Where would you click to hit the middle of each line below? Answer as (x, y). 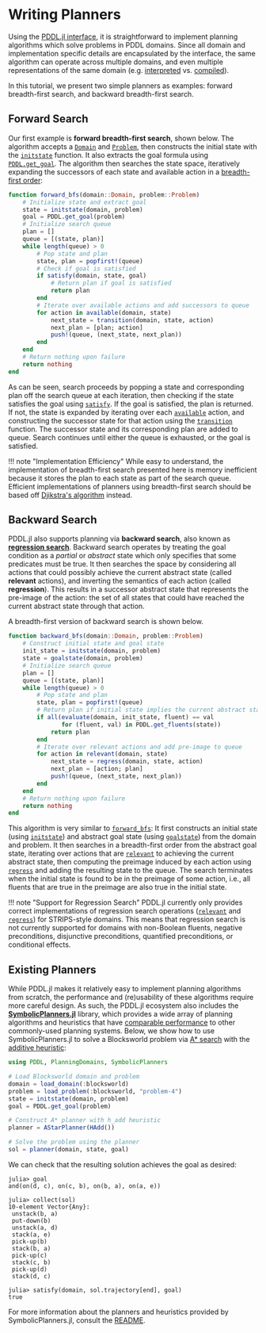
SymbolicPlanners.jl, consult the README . (77, 1320)
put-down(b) (31, 1220)
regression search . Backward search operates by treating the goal (117, 547)
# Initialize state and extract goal (85, 202)
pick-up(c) (29, 1255)
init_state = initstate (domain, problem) (91, 651)
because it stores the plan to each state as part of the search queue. (120, 478)
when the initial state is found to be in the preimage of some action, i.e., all (129, 879)
